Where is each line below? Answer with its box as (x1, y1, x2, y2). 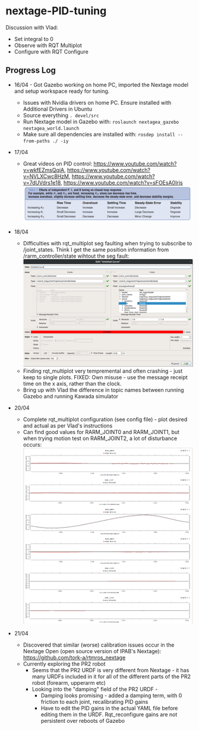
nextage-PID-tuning (5, 4, 107, 18)
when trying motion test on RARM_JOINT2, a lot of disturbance (23, 435, 178, 442)
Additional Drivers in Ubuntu (23, 105, 93, 113)
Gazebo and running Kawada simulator (23, 393, 119, 400)
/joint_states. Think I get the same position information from (23, 246, 169, 254)
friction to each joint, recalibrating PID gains (40, 698, 149, 705)
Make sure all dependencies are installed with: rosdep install (23, 130, 176, 138)
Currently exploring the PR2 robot (23, 660, 106, 667)
